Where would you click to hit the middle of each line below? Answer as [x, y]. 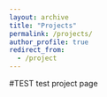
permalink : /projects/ [51, 34]
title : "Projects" [43, 26]
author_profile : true [49, 42]
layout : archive [39, 17]
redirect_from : [37, 50]
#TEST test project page [54, 83]
